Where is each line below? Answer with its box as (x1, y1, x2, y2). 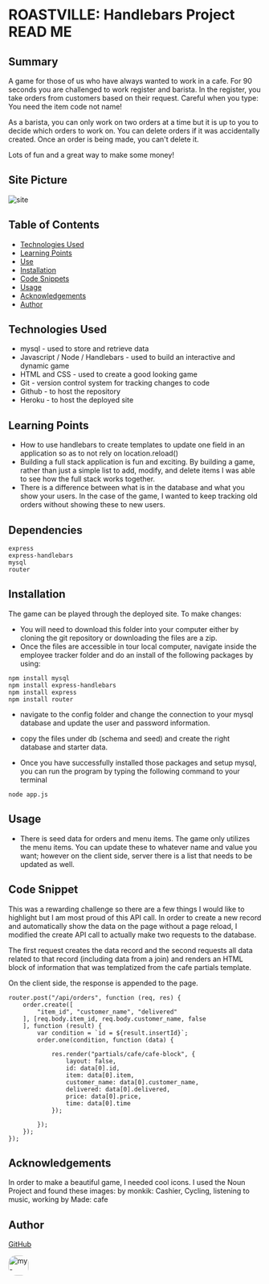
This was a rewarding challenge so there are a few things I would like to (8, 904, 245, 914)
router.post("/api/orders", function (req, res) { (8, 993, 181, 1001)
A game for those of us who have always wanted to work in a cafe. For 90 (8, 76, 253, 85)
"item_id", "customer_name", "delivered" (37, 1008, 178, 1016)
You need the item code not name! (8, 102, 123, 111)
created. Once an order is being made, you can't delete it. (8, 134, 199, 144)
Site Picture (8, 173, 68, 187)
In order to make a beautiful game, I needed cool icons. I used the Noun (8, 1178, 246, 1187)
